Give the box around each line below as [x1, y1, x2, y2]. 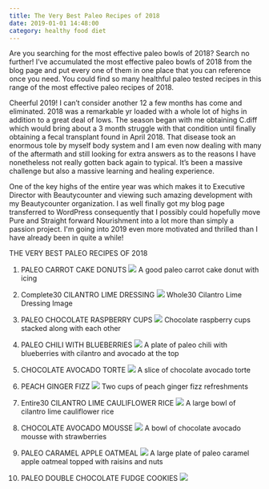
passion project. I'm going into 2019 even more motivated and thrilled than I [9, 224, 259, 234]
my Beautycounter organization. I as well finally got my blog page [9, 199, 225, 208]
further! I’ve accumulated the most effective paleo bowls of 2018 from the [9, 57, 252, 67]
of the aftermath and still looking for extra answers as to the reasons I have [9, 149, 256, 159]
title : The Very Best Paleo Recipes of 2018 [9, 11, 160, 20]
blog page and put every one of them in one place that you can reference [9, 66, 251, 75]
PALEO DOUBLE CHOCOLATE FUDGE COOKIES [20, 474, 179, 483]
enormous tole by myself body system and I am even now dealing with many [9, 141, 262, 151]
